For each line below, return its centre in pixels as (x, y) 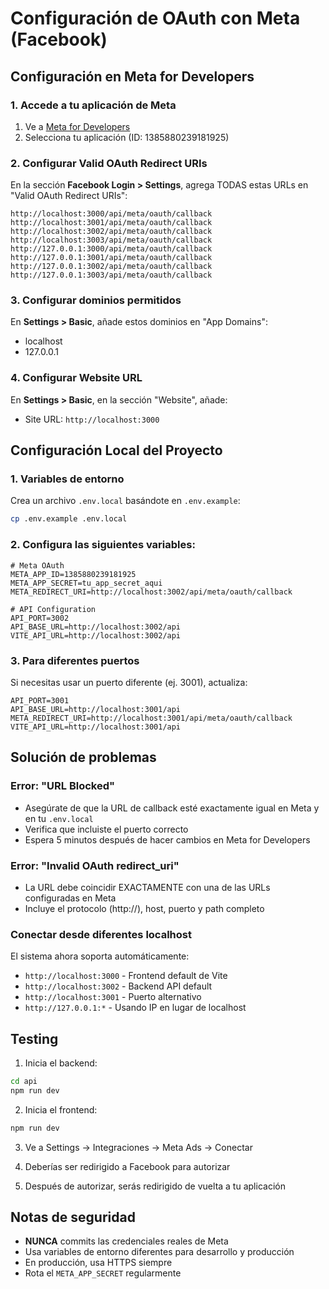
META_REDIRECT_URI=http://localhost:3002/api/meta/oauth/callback (151, 592)
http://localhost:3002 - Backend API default (118, 986)
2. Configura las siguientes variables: (103, 545)
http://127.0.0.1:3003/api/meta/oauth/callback (111, 275)
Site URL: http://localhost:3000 (92, 419)
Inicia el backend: (61, 1063)
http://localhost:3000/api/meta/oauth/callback (111, 214)
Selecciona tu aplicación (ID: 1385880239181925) (127, 137)
